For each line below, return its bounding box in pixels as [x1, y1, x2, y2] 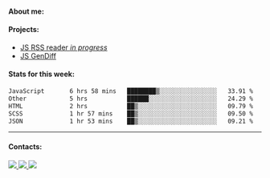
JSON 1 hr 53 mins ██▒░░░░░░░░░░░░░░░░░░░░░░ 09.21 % [8, 117, 253, 125]
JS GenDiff [19, 51, 56, 60]
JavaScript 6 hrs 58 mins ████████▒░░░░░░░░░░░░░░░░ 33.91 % [8, 87, 253, 95]
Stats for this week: [8, 69, 75, 79]
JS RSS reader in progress [19, 42, 108, 52]
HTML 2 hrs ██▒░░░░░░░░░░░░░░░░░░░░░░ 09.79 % [8, 102, 253, 110]
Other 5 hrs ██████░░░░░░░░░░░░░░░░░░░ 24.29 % [8, 95, 253, 103]
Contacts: [8, 141, 43, 152]
